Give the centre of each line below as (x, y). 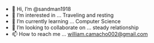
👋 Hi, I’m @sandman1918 (41, 9)
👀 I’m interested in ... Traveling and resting (63, 15)
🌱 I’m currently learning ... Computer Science (66, 21)
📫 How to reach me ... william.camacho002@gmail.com (80, 34)
